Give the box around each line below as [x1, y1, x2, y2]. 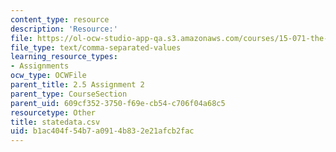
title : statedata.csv [10, 117, 101, 127]
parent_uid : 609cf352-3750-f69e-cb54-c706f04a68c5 [10, 98, 226, 108]
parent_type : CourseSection [10, 89, 128, 99]
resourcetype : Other [10, 107, 97, 118]
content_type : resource [10, 14, 110, 25]
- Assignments [10, 61, 70, 71]
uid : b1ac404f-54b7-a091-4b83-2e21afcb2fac [10, 126, 195, 136]
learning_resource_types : [10, 52, 118, 62]
